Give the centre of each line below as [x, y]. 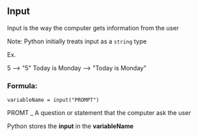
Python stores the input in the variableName [70, 126]
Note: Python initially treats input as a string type [77, 41]
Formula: [22, 85]
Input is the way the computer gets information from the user [93, 28]
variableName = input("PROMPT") [53, 100]
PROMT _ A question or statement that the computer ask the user [99, 113]
